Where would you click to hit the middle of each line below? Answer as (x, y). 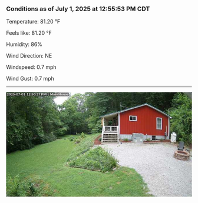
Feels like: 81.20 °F (29, 33)
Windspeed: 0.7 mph (32, 67)
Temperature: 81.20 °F (33, 22)
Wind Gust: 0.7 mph (30, 79)
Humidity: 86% (24, 44)
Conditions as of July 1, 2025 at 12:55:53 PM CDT (78, 9)
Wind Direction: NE (29, 56)
